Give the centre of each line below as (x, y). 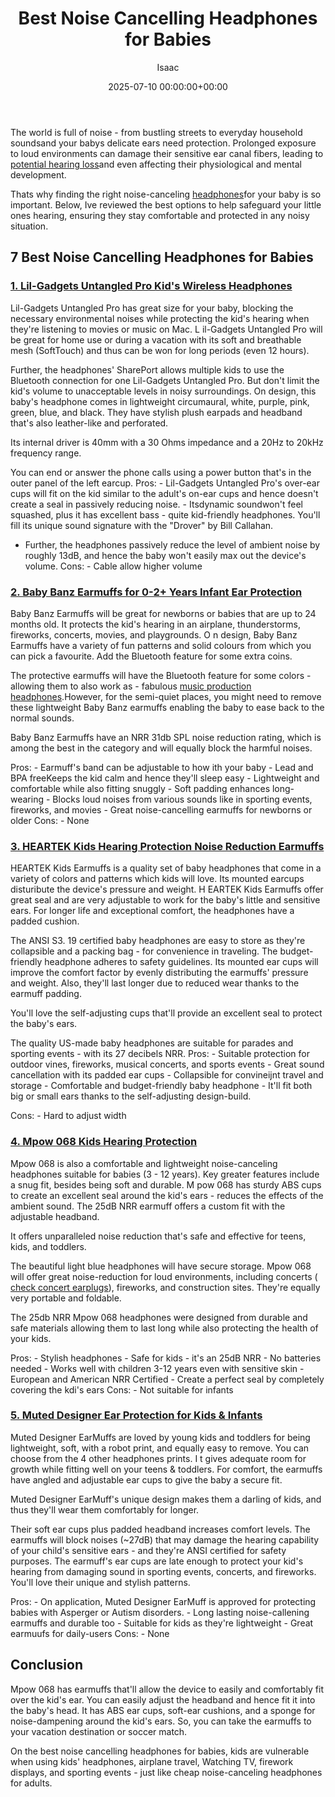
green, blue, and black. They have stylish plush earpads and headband (156, 412)
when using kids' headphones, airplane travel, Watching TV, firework (152, 1761)
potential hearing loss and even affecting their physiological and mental (156, 164)
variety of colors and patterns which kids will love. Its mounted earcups (157, 879)
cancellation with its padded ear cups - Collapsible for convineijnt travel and (167, 1075)
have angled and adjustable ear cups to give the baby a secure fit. (146, 1479)
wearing (27, 799)
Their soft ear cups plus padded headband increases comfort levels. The (160, 1529)
